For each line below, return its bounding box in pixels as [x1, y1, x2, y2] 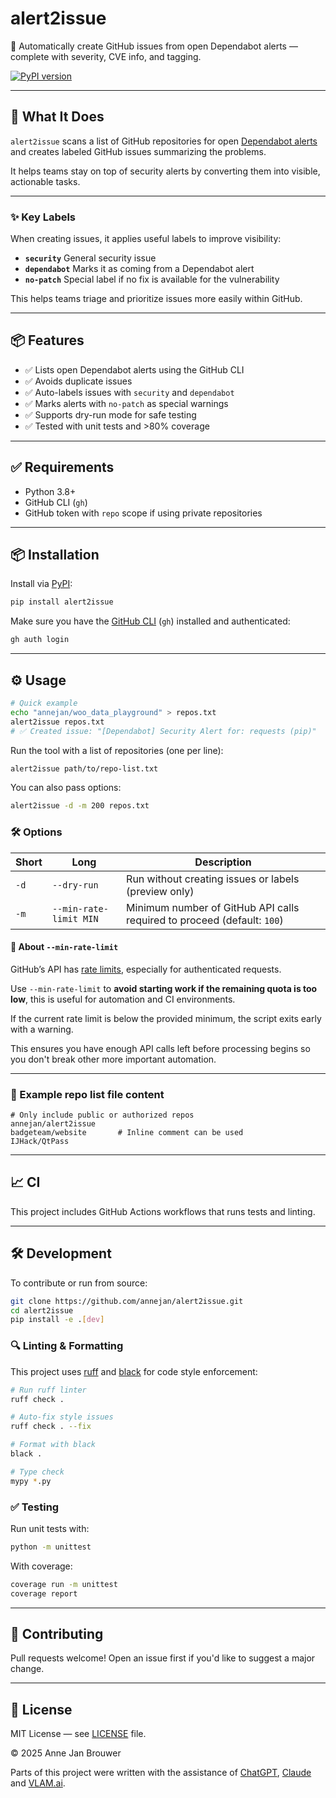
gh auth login [10, 635, 70, 645]
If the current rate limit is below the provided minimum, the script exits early [10, 1012, 322, 1024]
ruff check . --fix [10, 1422, 92, 1432]
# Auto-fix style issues [10, 1412, 114, 1422]
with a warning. [10, 1023, 74, 1035]
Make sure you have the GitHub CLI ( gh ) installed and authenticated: [10, 615, 291, 627]
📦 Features [10, 332, 85, 349]
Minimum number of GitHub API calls [126, 900, 300, 914]
